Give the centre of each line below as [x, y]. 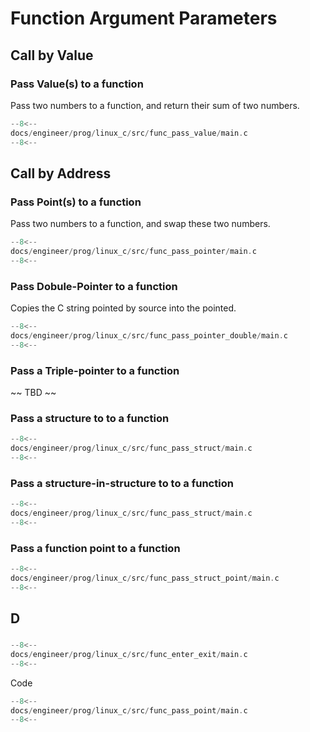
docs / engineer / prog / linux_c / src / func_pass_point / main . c [129, 710]
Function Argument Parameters [144, 18]
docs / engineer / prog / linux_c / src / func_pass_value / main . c [129, 133]
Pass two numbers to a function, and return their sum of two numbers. [155, 105]
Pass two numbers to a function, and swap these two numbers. [140, 224]
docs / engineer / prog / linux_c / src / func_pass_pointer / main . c [133, 252]
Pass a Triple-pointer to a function [95, 370]
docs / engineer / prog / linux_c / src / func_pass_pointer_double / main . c [149, 335]
